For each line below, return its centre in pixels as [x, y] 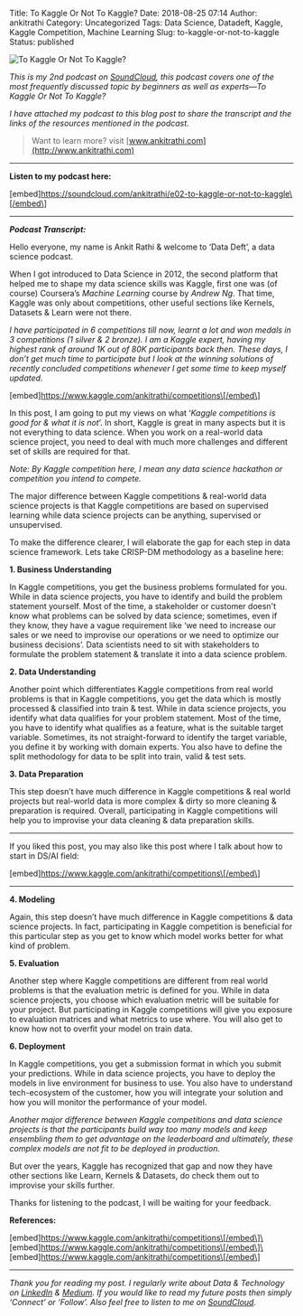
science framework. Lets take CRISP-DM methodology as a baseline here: [147, 552]
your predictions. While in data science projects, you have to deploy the [142, 1073]
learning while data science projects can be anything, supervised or [135, 515]
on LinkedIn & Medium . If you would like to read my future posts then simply [151, 1292]
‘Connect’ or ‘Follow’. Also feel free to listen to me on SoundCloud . [133, 1302]
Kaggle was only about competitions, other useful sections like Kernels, [142, 303]
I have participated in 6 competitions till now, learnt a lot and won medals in [150, 330]
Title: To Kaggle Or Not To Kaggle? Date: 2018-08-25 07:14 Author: [133, 13]
